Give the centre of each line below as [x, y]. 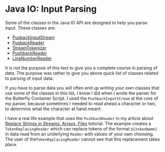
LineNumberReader [32, 58]
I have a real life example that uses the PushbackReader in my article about [79, 118]
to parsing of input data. [29, 78]
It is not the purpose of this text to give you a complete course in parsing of [81, 68]
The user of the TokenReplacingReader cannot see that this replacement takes [82, 139]
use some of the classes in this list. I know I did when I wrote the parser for [81, 93]
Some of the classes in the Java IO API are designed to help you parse [76, 23]
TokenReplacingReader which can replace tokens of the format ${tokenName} [81, 128]
